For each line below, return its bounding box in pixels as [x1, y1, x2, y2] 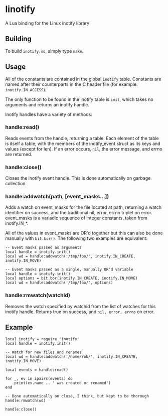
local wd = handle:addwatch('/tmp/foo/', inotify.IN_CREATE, [5, 254, 136, 259]
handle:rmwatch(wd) [5, 398, 46, 403]
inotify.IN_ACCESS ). [5, 86, 47, 92]
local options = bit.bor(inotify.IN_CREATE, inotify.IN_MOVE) [5, 276, 138, 281]
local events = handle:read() [5, 367, 69, 372]
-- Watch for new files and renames [5, 350, 82, 355]
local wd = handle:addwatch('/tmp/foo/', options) [5, 280, 113, 286]
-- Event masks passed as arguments [5, 245, 82, 250]
